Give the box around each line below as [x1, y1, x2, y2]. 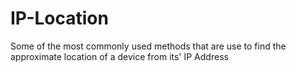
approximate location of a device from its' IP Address [10, 50, 229, 62]
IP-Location [10, 7, 109, 30]
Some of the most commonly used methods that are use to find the [10, 40, 287, 52]
